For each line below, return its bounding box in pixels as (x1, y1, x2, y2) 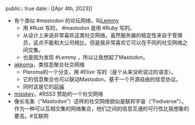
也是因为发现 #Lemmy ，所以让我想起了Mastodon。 (22, 54, 149, 60)
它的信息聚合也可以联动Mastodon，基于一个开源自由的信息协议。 (22, 76, 181, 83)
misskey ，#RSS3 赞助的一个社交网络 (14, 90, 103, 97)
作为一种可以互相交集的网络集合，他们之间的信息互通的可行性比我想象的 (14, 105, 189, 112)
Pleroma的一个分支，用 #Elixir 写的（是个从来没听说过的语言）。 (22, 69, 177, 75)
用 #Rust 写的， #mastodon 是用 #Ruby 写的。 (22, 25, 136, 31)
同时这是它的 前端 (22, 83, 65, 90)
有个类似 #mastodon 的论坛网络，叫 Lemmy (14, 17, 119, 24)
